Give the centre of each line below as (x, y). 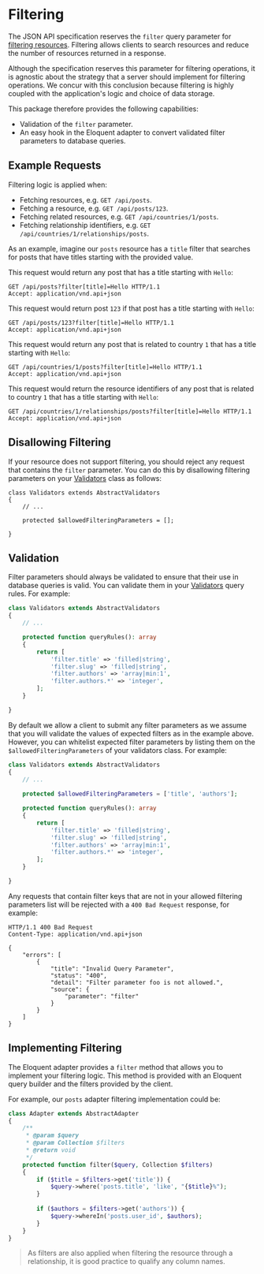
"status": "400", (79, 975)
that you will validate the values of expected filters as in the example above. (131, 733)
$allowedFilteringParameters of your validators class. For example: (117, 750)
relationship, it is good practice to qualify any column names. (126, 1261)
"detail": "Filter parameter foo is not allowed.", (137, 982)
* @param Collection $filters (75, 1143)
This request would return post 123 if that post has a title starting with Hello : (131, 308)
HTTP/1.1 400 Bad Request (50, 927)
